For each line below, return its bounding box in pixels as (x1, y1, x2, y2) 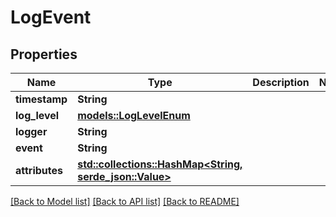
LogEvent (10, 6, 92, 29)
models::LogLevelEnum (77, 109, 191, 122)
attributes (15, 164, 63, 177)
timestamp (15, 92, 68, 106)
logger (15, 125, 48, 138)
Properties (10, 46, 78, 63)
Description (252, 76, 310, 89)
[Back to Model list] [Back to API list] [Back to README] (10, 196, 240, 207)
